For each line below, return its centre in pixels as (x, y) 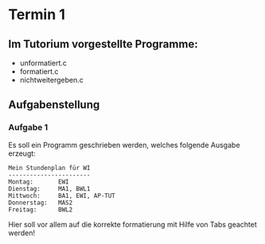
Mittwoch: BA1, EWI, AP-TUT (62, 196)
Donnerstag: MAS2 (41, 203)
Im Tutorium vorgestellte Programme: (103, 44)
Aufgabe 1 (28, 127)
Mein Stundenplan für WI (49, 168)
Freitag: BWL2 (41, 209)
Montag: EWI (39, 182)
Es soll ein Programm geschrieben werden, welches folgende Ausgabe (124, 145)
